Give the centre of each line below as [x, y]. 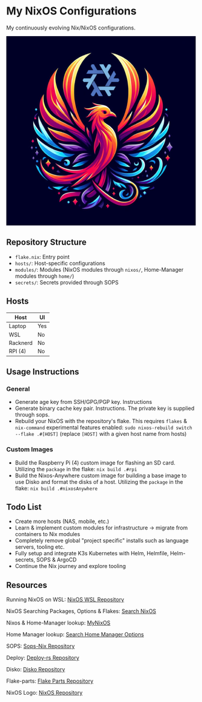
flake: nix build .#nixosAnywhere [56, 488]
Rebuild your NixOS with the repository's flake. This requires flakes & [101, 421]
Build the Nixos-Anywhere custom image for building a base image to [101, 475]
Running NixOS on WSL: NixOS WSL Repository [65, 600]
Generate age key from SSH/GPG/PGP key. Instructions [83, 402]
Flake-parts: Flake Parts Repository [50, 681]
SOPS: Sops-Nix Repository [41, 646]
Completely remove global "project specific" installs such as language [102, 541]
